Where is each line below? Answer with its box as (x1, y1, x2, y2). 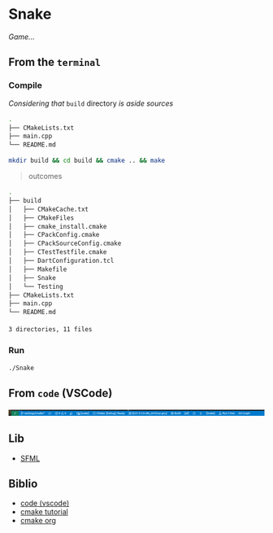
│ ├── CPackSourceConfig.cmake (8, 239, 122, 248)
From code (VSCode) (8, 387, 113, 400)
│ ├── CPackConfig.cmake (8, 231, 100, 239)
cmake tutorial (19, 507, 69, 517)
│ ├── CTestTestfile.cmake (8, 248, 107, 256)
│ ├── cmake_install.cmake (8, 222, 107, 230)
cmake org (19, 516, 57, 526)
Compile (8, 80, 42, 91)
